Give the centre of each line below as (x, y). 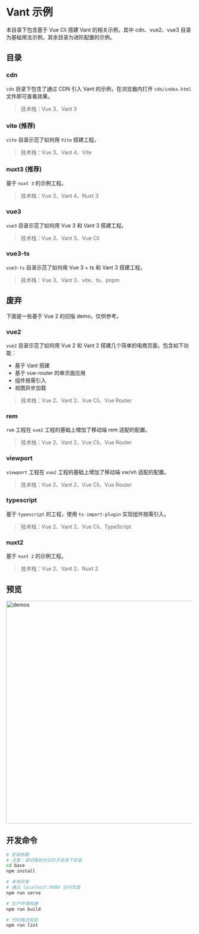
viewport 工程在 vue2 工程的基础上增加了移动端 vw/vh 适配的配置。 (88, 472)
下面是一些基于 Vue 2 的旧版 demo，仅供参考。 (64, 316)
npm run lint (22, 925)
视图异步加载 (30, 387)
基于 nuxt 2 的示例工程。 (36, 556)
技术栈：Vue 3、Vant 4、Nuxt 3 (60, 196)
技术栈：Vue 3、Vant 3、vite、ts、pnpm (70, 280)
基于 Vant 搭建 (32, 365)
